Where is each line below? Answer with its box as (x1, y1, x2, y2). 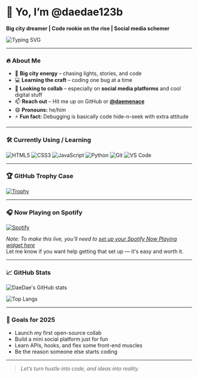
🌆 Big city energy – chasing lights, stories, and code (14, 70, 142, 77)
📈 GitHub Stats (6, 268, 51, 277)
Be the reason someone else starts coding (14, 348, 118, 355)
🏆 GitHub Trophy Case (6, 172, 74, 180)
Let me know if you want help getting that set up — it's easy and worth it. (6, 248, 184, 255)
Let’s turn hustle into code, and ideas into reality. (20, 365, 140, 372)
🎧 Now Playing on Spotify (6, 208, 82, 216)
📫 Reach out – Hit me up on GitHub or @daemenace (14, 98, 145, 105)
